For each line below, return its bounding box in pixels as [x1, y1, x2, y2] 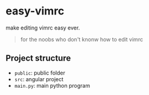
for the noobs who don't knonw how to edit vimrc [20, 35, 143, 43]
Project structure [5, 53, 71, 64]
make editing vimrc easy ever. [5, 24, 80, 31]
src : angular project [14, 75, 64, 82]
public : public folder [14, 69, 66, 76]
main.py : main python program [14, 82, 90, 89]
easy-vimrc [5, 4, 65, 18]
